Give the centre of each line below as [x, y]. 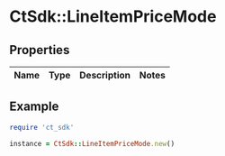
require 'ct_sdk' [42, 127]
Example [34, 107]
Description [105, 75]
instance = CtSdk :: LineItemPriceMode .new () [92, 143]
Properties [40, 50]
